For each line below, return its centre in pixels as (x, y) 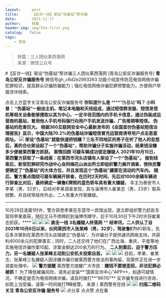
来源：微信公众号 (35, 63)
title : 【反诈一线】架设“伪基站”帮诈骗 (46, 14)
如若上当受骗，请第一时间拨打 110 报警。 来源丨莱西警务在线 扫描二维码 (83, 284)
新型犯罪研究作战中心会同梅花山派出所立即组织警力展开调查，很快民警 (89, 164)
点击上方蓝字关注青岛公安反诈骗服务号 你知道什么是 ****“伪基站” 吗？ (75, 102)
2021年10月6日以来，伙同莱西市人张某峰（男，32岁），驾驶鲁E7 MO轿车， (80, 228)
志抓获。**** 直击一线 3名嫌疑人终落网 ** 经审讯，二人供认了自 (79, 222)
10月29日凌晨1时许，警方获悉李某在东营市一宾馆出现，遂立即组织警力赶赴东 (82, 210)
